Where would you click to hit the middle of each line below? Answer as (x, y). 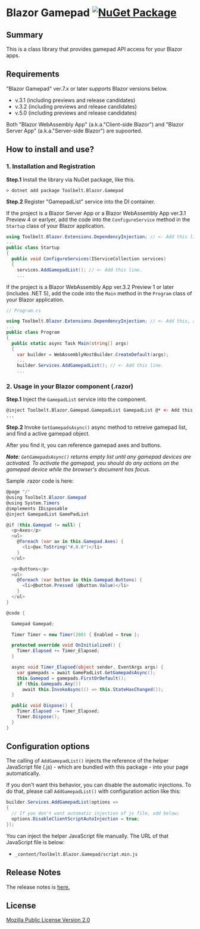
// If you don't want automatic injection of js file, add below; (96, 814)
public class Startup (33, 248)
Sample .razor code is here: (40, 481)
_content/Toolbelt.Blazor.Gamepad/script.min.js (76, 854)
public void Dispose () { (42, 706)
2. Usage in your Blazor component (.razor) (70, 387)
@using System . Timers (33, 503)
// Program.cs (24, 310)
